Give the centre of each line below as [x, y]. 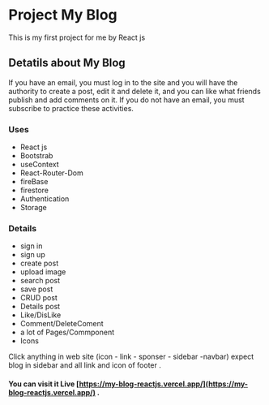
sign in [31, 246]
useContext [39, 165]
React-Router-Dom [51, 173]
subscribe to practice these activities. [71, 108]
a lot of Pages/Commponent [67, 332]
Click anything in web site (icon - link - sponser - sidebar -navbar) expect [131, 357]
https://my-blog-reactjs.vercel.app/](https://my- [164, 384]
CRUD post [39, 298]
